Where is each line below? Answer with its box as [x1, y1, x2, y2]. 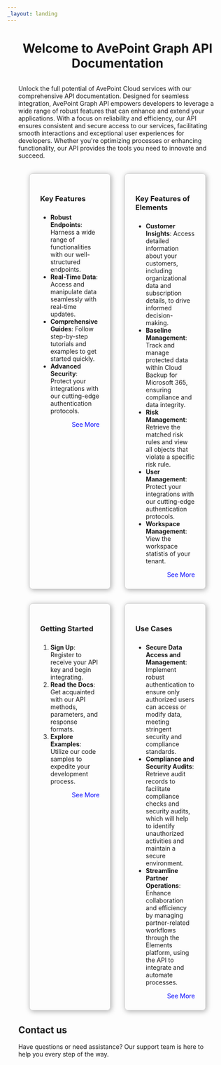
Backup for [145, 371, 178, 379]
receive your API [50, 658, 98, 666]
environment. [145, 859, 184, 867]
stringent [145, 724, 172, 733]
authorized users [145, 695, 194, 703]
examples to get [50, 347, 97, 355]
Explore [50, 732, 73, 741]
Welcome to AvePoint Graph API [22, 40, 213, 56]
